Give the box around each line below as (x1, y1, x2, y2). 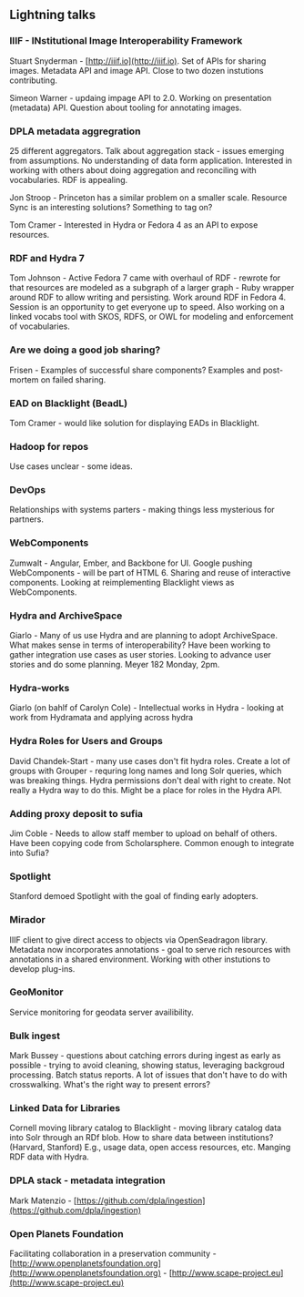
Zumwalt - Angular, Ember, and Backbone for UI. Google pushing (9, 557, 253, 568)
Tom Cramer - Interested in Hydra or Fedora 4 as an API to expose (9, 219, 258, 230)
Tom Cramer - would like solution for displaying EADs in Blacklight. (9, 417, 259, 428)
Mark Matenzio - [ (9, 1195, 77, 1206)
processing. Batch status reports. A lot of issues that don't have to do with (9, 1069, 288, 1080)
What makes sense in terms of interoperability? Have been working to (9, 639, 271, 650)
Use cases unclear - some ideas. (9, 461, 134, 472)
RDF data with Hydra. (9, 1151, 89, 1162)
